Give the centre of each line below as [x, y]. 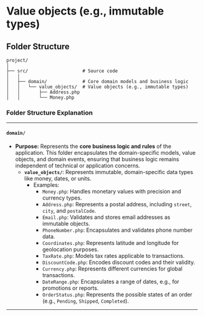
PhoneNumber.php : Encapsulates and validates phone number [117, 230]
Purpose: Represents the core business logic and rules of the [93, 146]
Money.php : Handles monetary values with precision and [112, 191]
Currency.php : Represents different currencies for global [112, 269]
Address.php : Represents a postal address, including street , [117, 204]
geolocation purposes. [70, 249]
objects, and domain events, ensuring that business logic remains [97, 159]
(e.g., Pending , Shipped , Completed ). [86, 301]
